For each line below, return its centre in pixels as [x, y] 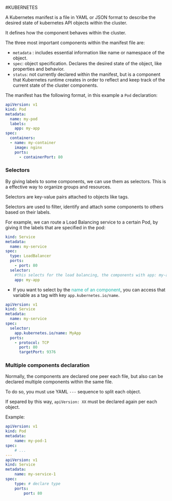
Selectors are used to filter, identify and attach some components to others [84, 207]
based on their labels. [28, 212]
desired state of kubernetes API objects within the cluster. [66, 23]
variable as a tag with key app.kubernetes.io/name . [66, 295]
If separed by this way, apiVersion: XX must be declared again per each [81, 402]
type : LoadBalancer [31, 256]
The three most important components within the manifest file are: [75, 43]
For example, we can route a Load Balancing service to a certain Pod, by [82, 222]
